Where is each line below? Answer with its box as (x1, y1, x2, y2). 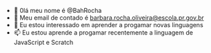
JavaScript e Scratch (13, 38, 74, 46)
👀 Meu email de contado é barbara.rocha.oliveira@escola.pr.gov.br (13, 14, 205, 22)
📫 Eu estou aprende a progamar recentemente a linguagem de (13, 29, 193, 37)
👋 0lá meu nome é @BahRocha (13, 7, 102, 14)
